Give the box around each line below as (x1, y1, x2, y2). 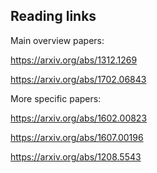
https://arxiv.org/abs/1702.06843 (10, 73, 147, 85)
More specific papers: (10, 92, 102, 104)
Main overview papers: (10, 34, 105, 46)
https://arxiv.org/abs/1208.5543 (10, 150, 142, 163)
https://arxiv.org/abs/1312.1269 (10, 54, 138, 66)
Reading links (10, 8, 97, 25)
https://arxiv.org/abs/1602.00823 (10, 112, 148, 124)
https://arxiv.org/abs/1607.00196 (10, 131, 144, 143)
